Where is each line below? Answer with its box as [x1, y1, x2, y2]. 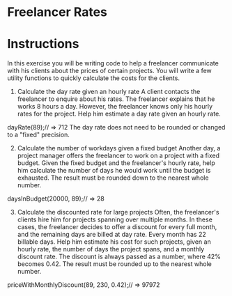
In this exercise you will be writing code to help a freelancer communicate [7, 59, 219, 68]
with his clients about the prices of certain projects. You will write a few [7, 67, 212, 75]
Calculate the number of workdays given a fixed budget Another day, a [17, 144, 221, 153]
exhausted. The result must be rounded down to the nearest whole [17, 173, 209, 182]
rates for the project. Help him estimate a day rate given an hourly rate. [17, 109, 221, 118]
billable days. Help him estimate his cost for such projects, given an [17, 237, 211, 246]
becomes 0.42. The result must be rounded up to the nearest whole [17, 260, 212, 268]
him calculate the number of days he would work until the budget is [17, 166, 211, 175]
